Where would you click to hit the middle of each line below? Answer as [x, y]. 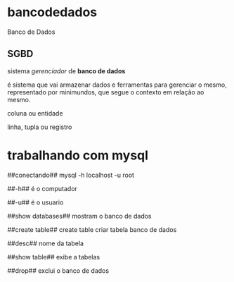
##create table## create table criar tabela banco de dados [92, 229]
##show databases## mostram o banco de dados [79, 216]
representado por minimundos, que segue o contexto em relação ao [106, 92]
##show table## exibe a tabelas [54, 257]
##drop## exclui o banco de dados [58, 270]
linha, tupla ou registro [40, 127]
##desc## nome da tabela [46, 243]
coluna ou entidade [35, 113]
